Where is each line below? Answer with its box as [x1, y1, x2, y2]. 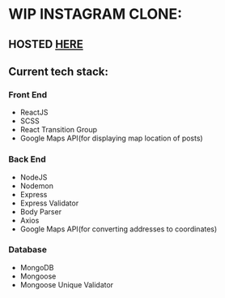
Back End [8, 153, 46, 165]
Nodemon [19, 180, 54, 191]
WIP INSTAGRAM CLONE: [8, 5, 182, 24]
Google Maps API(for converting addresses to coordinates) [19, 224, 218, 234]
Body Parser [19, 206, 62, 216]
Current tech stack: [8, 64, 109, 78]
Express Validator [19, 198, 79, 208]
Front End [8, 89, 48, 100]
